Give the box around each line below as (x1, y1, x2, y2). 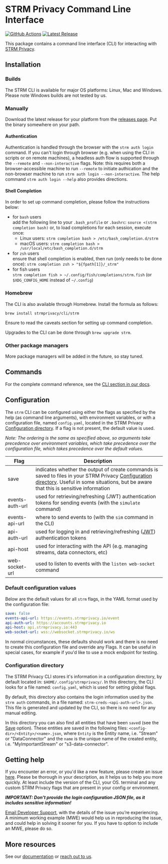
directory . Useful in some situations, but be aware (35, 478, 152, 485)
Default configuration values (5, 584, 76, 591)
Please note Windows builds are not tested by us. (5, 92, 107, 98)
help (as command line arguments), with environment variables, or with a (5, 414, 155, 420)
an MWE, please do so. (5, 825, 53, 832)
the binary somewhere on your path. (5, 122, 80, 128)
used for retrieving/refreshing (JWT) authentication (35, 493, 156, 500)
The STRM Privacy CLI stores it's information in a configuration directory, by (5, 673, 162, 679)
